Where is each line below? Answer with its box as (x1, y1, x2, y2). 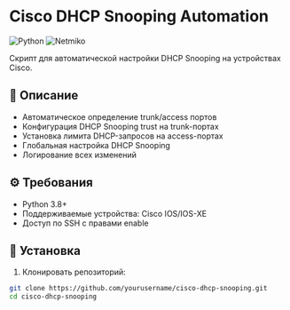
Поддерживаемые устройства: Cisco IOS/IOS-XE (21, 208, 207, 219)
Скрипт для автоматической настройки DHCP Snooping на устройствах (9, 52, 281, 63)
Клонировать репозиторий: (21, 266, 126, 277)
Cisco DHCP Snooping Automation (9, 6, 269, 27)
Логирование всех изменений (21, 149, 137, 160)
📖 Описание (9, 88, 79, 103)
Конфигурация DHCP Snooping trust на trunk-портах (21, 121, 219, 131)
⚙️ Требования (9, 175, 93, 190)
